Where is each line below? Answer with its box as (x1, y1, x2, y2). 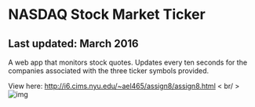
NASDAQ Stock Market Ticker (8, 6, 206, 24)
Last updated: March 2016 (8, 37, 139, 50)
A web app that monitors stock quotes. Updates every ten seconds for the (8, 57, 248, 67)
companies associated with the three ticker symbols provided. (8, 66, 209, 76)
